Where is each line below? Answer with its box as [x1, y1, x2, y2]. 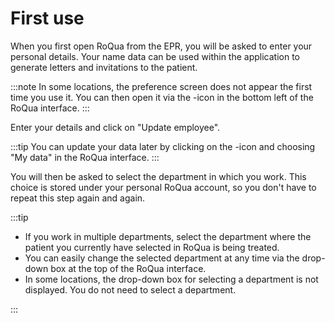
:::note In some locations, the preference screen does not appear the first [10, 80, 313, 92]
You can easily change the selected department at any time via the [24, 252, 300, 264]
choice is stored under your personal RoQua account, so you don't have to [10, 181, 317, 193]
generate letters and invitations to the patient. [10, 61, 198, 73]
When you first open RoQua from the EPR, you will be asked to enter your [10, 40, 313, 52]
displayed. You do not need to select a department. [24, 283, 237, 296]
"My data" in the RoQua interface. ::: [10, 151, 160, 163]
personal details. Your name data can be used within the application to [10, 50, 300, 62]
